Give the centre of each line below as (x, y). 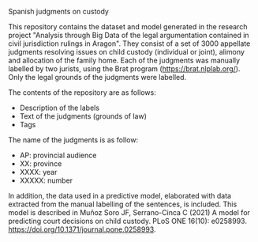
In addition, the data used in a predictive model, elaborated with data (120, 196)
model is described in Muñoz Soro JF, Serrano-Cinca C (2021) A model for (129, 212)
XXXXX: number (46, 180)
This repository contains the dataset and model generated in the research (128, 26)
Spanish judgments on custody (58, 11)
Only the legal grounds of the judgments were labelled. (97, 77)
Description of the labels (60, 108)
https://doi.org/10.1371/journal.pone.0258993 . (82, 229)
